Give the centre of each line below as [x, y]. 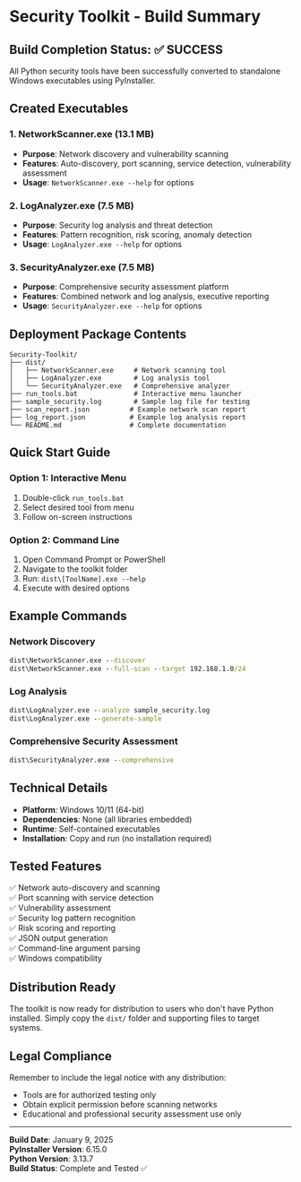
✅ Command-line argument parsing [75, 948]
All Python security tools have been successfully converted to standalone [145, 71]
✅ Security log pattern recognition [73, 918]
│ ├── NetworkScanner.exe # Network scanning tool [118, 371]
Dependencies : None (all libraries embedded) [107, 819]
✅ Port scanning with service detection [82, 898]
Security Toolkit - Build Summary [135, 17]
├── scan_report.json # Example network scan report [128, 410]
